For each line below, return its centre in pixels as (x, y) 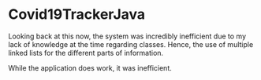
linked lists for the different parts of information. (86, 53)
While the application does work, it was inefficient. (90, 67)
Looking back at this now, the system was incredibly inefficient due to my (127, 36)
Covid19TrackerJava (77, 15)
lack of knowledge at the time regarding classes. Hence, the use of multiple (131, 44)
